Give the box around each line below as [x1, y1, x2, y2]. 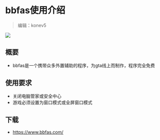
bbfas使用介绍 [5, 5, 66, 16]
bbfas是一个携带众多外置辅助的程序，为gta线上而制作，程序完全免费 [12, 62, 155, 68]
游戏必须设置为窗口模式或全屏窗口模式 [12, 99, 92, 105]
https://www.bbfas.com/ [12, 129, 64, 135]
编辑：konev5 [17, 22, 46, 28]
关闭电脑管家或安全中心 [12, 93, 62, 99]
